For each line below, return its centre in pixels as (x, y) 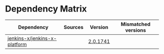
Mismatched (136, 24)
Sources (74, 27)
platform (17, 44)
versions (136, 30)
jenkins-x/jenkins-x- (32, 38)
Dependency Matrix (46, 9)
